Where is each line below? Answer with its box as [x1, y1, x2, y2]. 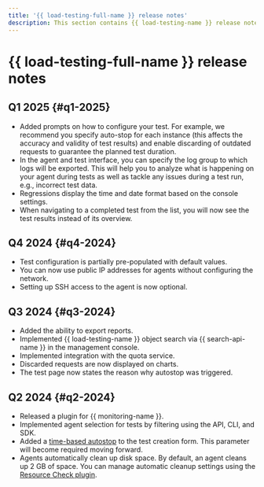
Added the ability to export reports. [19, 326, 134, 335]
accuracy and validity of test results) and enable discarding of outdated [19, 138, 251, 148]
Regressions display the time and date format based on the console [19, 188, 238, 197]
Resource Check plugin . [19, 470, 97, 479]
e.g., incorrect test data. [19, 180, 98, 190]
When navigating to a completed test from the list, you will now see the [19, 205, 250, 215]
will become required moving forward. [19, 445, 143, 454]
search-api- [207, 334, 246, 344]
